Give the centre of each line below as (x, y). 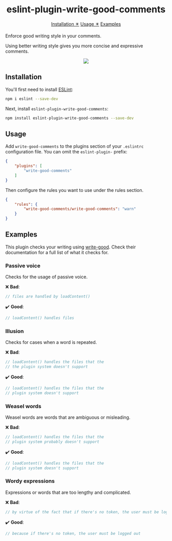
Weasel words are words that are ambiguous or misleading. (68, 417)
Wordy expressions (30, 481)
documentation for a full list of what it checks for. (57, 252)
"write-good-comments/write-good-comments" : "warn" (80, 209)
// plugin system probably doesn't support (52, 442)
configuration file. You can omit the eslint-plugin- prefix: (66, 152)
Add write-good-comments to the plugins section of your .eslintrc (74, 146)
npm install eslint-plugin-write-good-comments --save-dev (70, 118)
